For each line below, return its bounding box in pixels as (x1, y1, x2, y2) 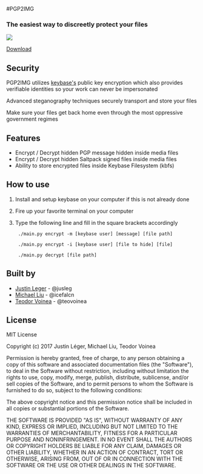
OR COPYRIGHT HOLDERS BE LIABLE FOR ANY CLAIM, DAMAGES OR (6, 442, 182, 450)
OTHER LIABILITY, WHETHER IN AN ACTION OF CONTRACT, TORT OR (6, 449, 183, 456)
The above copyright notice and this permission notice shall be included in (6, 398, 192, 406)
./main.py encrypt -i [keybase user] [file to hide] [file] (18, 241, 173, 247)
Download (6, 45, 32, 53)
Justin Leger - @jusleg (15, 284, 72, 292)
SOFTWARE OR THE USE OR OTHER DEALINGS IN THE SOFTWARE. (6, 462, 176, 469)
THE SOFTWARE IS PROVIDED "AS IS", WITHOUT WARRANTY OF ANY (6, 416, 183, 424)
